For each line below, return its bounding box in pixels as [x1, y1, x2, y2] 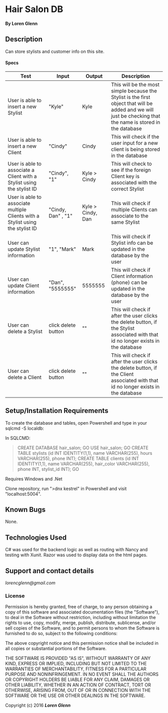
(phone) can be [110, 279, 147, 286]
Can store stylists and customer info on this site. [5, 48, 104, 54]
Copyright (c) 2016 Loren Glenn [5, 702, 71, 708]
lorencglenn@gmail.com [5, 580, 56, 586]
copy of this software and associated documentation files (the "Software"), [5, 609, 160, 615]
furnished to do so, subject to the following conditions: [5, 631, 117, 637]
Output [85, 72, 103, 79]
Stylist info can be [110, 239, 153, 246]
